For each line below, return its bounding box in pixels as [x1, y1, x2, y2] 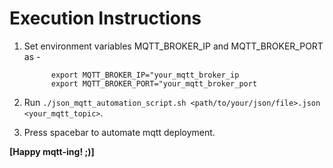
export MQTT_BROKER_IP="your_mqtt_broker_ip [50, 70, 240, 80]
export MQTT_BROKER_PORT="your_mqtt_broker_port [50, 78, 258, 89]
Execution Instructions [9, 7, 202, 30]
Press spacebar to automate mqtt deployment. [23, 126, 216, 138]
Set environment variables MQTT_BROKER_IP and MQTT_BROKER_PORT [23, 40, 324, 52]
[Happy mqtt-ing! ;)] [9, 145, 95, 157]
